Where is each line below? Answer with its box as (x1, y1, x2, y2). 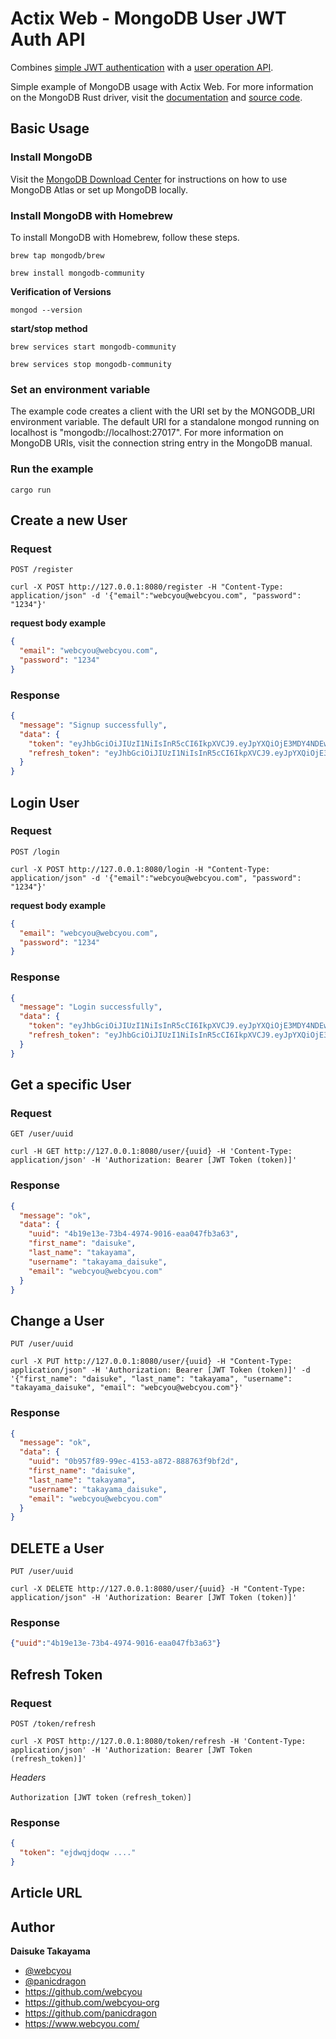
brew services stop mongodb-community (10, 359, 172, 369)
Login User (10, 794, 80, 811)
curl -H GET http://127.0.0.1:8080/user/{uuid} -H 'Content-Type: (10, 1147, 293, 1157)
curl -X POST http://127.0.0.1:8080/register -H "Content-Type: (10, 582, 284, 592)
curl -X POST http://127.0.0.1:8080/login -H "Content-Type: (10, 864, 271, 874)
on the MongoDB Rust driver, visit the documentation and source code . (10, 91, 303, 103)
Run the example (10, 462, 94, 476)
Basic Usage (10, 120, 90, 137)
